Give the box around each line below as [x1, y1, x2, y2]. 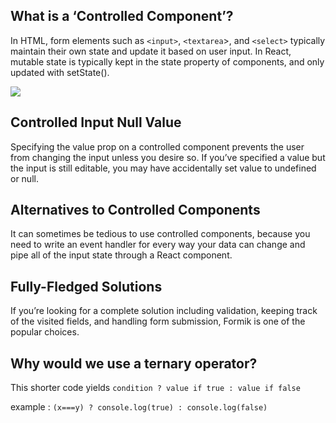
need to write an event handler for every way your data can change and [10, 239, 306, 251]
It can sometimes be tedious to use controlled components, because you [10, 228, 311, 240]
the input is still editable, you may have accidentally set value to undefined [10, 162, 317, 174]
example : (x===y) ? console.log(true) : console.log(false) [10, 401, 268, 413]
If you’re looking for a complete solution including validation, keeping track [10, 305, 318, 317]
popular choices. [10, 326, 80, 338]
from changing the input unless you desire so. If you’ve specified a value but [10, 151, 326, 163]
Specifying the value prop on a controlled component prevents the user [10, 140, 305, 153]
